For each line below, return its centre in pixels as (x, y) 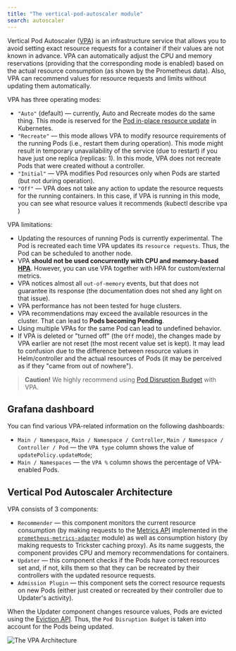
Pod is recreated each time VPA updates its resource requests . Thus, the (123, 245)
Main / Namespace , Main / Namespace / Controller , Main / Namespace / (120, 440)
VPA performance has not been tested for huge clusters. (99, 305)
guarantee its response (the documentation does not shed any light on (119, 291)
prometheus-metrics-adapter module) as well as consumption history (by (123, 538)
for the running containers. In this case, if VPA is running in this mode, (119, 196)
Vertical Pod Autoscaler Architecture (90, 492)
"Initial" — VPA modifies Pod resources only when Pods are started (119, 173)
